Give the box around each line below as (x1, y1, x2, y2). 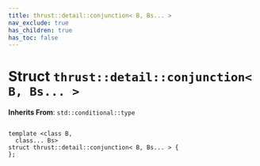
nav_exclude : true (8, 19, 69, 27)
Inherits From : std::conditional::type (8, 108, 136, 117)
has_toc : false (8, 33, 59, 42)
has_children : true (8, 26, 73, 34)
